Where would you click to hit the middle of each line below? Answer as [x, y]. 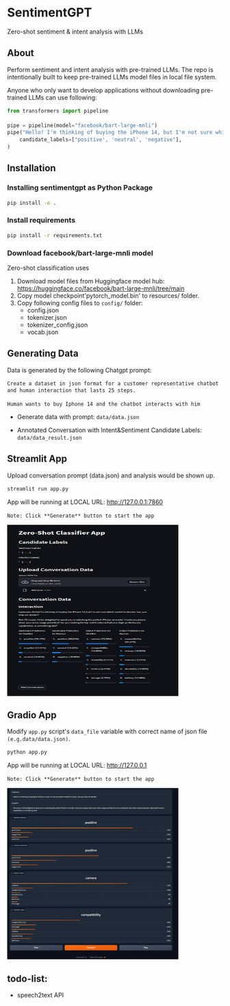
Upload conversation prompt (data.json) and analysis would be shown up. [111, 475]
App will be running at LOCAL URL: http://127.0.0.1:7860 [85, 502]
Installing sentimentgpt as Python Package [80, 188]
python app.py [27, 752]
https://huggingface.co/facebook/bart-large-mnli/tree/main [101, 288]
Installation [31, 168]
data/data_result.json [49, 438]
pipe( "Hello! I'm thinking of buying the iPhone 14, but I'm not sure [110, 133]
